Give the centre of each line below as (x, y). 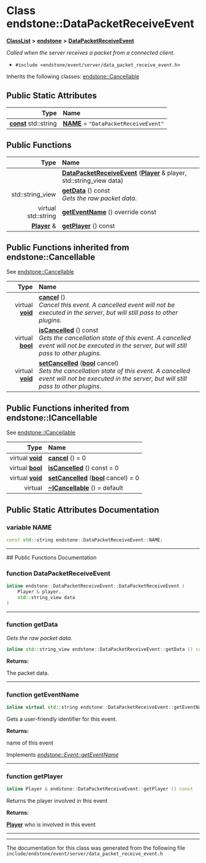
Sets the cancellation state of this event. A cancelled (115, 371)
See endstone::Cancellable (40, 272)
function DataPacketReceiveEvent (59, 573)
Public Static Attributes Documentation (83, 510)
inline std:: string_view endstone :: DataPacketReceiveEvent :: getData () (100, 649)
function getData (32, 625)
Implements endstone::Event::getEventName (63, 754)
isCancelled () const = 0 (83, 468)
